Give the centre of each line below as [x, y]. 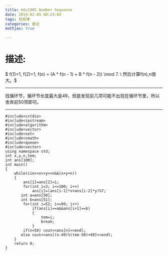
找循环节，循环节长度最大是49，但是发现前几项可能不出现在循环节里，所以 [82, 96]
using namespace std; [28, 152]
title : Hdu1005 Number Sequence [39, 10]
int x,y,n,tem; [21, 156]
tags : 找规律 [17, 19]
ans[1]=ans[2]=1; [41, 182]
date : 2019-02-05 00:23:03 [33, 15]
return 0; [24, 244]
